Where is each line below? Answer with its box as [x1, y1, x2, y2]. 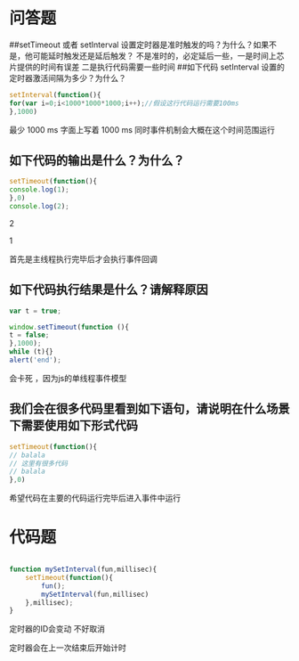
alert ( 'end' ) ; [9, 355, 62, 365]
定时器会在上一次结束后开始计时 [9, 642, 126, 653]
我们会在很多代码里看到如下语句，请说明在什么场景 [9, 402, 290, 417]
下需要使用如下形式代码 [9, 418, 138, 433]
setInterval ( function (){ [9, 90, 101, 99]
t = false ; [9, 330, 50, 339]
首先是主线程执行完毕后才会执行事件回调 [9, 253, 158, 264]
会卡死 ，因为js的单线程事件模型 [9, 372, 127, 383]
